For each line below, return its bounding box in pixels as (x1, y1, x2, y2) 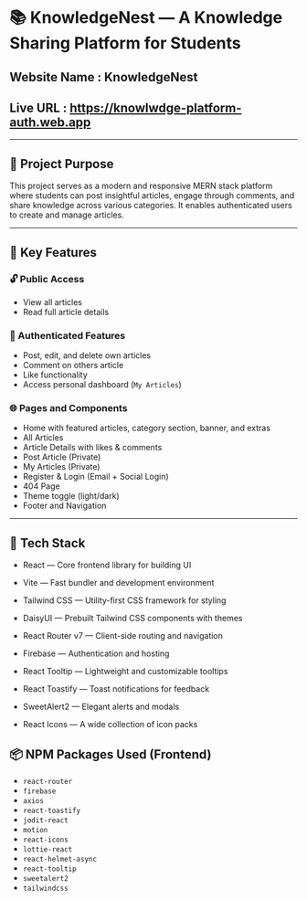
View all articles (22, 296, 82, 307)
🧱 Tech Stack (9, 535, 86, 551)
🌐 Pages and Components (9, 402, 128, 415)
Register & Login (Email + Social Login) (22, 471, 169, 482)
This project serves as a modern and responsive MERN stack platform (9, 180, 273, 192)
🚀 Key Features (9, 244, 98, 260)
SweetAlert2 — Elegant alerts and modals (22, 701, 180, 713)
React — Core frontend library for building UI (22, 559, 192, 571)
